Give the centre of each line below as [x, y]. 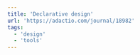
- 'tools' [28, 41]
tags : [15, 27]
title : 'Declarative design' [50, 14]
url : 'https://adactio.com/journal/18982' [71, 21]
